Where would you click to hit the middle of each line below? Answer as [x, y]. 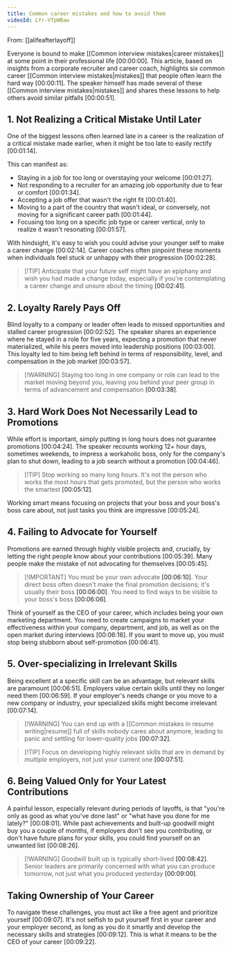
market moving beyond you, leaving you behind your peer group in [119, 382]
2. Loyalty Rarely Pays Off [64, 307]
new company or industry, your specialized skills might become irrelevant [112, 703]
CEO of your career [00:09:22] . [52, 942]
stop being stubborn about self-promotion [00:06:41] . [84, 642]
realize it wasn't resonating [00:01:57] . [72, 229]
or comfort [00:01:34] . [49, 192]
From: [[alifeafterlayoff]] [42, 40]
